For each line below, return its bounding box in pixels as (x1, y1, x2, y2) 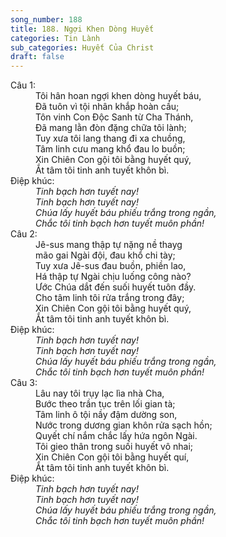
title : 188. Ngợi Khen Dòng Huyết (10, 24, 155, 34)
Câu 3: (10, 377, 38, 389)
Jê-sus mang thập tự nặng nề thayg (35, 239, 183, 251)
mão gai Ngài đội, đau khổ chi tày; (35, 249, 176, 261)
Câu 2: (10, 228, 38, 240)
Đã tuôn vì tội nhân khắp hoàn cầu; (35, 101, 180, 113)
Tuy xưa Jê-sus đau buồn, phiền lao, (35, 260, 187, 272)
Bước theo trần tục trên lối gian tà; (35, 398, 176, 410)
